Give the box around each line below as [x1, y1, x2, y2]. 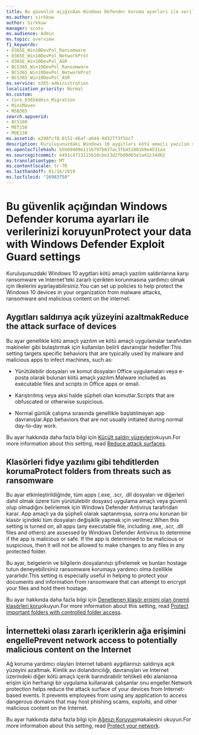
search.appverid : [6, 113, 49, 119]
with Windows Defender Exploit [6, 238, 165, 251]
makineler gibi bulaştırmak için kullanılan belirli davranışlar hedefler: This [6, 343, 182, 351]
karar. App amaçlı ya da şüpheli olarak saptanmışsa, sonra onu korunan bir [6, 510, 188, 517]
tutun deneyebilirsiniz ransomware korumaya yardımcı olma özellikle [6, 566, 173, 573]
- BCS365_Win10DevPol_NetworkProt [6, 69, 92, 75]
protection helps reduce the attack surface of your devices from [6, 686, 163, 693]
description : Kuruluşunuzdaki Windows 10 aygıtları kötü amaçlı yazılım [6, 141, 190, 147]
